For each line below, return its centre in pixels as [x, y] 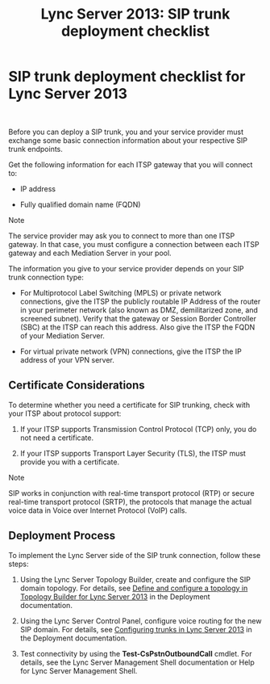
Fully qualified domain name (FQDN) [80, 204]
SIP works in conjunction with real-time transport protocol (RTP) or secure [132, 493]
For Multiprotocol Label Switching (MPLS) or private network [120, 292]
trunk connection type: [46, 277]
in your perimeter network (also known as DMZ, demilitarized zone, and [139, 310]
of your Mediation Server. [62, 335]
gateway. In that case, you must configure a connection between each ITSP [134, 244]
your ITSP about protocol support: [65, 413]
